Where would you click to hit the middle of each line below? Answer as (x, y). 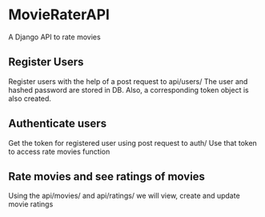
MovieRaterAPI (59, 15)
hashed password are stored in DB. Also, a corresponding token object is (129, 90)
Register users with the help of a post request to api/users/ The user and (128, 81)
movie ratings (31, 204)
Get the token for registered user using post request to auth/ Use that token (133, 143)
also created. (30, 98)
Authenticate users (57, 124)
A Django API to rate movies (55, 37)
